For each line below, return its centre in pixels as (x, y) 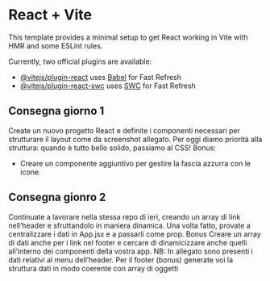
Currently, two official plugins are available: (80, 61)
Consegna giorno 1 (56, 111)
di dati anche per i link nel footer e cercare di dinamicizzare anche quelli (128, 242)
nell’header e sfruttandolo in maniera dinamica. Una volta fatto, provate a (130, 225)
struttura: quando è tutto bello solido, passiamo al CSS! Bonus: (112, 148)
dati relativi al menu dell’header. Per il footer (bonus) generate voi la (121, 259)
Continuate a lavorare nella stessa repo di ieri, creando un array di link (125, 216)
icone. (31, 172)
